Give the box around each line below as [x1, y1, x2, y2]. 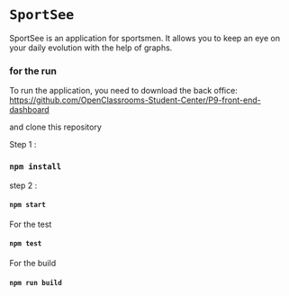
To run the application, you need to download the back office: [9, 85, 239, 96]
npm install [9, 162, 62, 172]
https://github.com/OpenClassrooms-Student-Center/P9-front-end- [9, 94, 261, 105]
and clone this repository [9, 121, 102, 132]
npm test [9, 239, 42, 248]
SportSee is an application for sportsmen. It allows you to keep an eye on [9, 32, 281, 43]
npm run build [9, 278, 63, 287]
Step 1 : [9, 139, 37, 150]
